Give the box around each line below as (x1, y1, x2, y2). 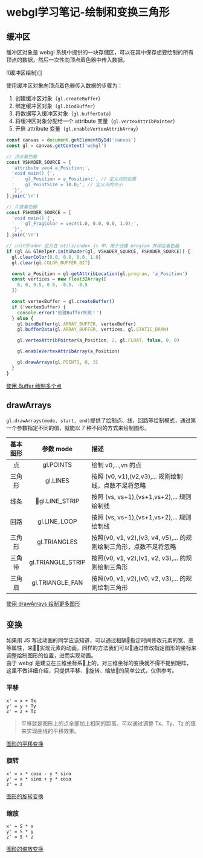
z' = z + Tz (6, 708, 36, 714)
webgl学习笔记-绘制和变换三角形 (6, 5, 170, 19)
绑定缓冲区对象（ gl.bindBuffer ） (14, 102, 98, 109)
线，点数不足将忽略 (91, 481, 146, 490)
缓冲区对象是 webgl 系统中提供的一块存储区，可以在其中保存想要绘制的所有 (6, 49, 194, 56)
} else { (11, 315, 34, 321)
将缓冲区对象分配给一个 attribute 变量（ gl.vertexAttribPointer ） (14, 117, 178, 125)
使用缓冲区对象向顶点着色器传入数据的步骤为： (6, 82, 123, 89)
